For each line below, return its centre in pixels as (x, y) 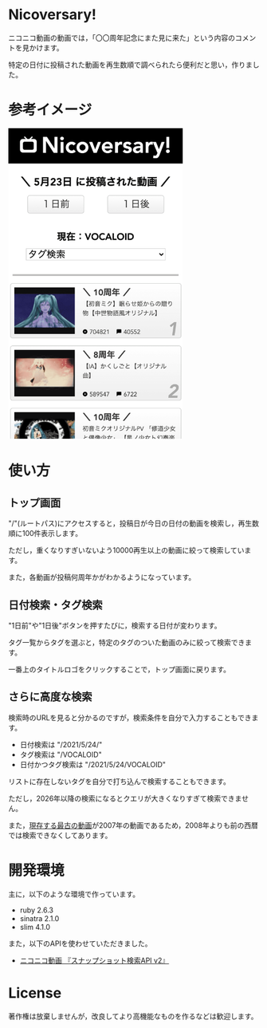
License (35, 993)
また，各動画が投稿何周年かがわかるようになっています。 (102, 577)
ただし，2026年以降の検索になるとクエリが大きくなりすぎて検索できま (125, 798)
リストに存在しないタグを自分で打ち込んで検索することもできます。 (120, 781)
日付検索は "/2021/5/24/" (61, 744)
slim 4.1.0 (35, 927)
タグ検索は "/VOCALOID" (61, 754)
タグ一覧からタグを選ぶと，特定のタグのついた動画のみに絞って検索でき (127, 642)
